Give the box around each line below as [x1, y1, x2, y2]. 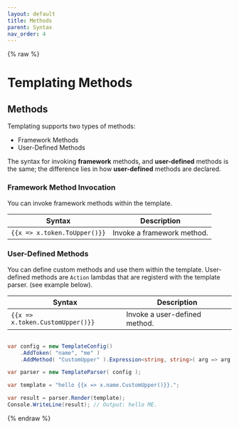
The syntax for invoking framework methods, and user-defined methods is [7, 157, 229, 166]
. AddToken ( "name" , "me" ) [20, 349, 100, 356]
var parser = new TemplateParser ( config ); [7, 368, 142, 376]
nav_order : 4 [7, 30, 46, 38]
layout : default [7, 10, 55, 18]
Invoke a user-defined [126, 309, 201, 319]
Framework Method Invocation [7, 182, 116, 192]
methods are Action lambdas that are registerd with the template [31, 272, 221, 281]
